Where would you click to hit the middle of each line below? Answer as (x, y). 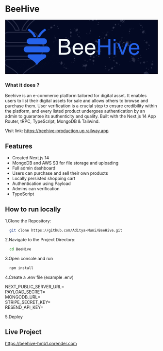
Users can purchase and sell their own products (60, 173)
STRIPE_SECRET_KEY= (28, 302)
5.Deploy (14, 317)
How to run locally (33, 209)
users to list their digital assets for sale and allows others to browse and (77, 101)
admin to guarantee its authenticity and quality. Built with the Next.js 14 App (81, 116)
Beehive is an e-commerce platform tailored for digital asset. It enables (76, 96)
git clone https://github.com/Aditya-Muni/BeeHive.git (66, 231)
